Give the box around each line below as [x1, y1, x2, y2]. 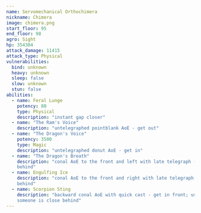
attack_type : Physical [6, 53, 63, 59]
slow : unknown [11, 81, 47, 87]
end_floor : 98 [6, 31, 42, 37]
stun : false [11, 87, 42, 92]
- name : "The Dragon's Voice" [11, 131, 87, 137]
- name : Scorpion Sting [11, 186, 71, 192]
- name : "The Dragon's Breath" [11, 153, 90, 159]
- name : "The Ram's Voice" [11, 120, 79, 126]
